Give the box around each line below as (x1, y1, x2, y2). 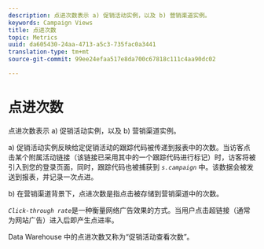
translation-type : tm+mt (8, 48, 90, 56)
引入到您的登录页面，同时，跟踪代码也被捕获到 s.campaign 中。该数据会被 (8, 162, 247, 171)
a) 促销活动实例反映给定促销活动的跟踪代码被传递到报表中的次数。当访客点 (8, 142, 251, 152)
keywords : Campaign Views (8, 19, 93, 27)
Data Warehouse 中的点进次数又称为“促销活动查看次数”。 (8, 232, 194, 241)
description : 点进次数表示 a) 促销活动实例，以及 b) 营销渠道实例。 (8, 11, 211, 20)
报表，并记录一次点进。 (21, 172, 98, 181)
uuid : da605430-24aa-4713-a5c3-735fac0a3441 (8, 41, 156, 49)
